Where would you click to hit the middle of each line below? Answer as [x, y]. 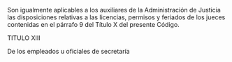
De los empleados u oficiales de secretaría [69, 51]
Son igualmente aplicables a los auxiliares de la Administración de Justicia [114, 10]
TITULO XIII [24, 38]
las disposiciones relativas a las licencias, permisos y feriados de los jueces [116, 17]
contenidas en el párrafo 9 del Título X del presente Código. [93, 24]
